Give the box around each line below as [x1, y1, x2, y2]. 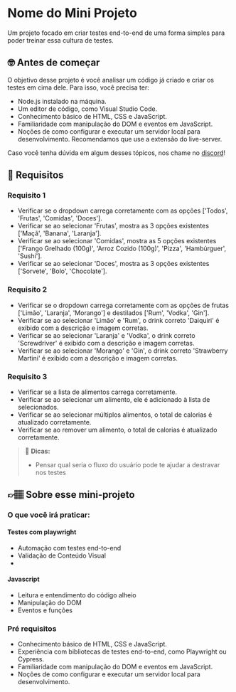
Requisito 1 [7, 191, 46, 201]
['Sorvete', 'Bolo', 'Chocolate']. [17, 267, 107, 275]
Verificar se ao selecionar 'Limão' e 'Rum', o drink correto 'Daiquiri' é [17, 316, 220, 324]
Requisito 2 [7, 284, 48, 294]
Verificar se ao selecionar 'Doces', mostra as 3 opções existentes [17, 260, 210, 268]
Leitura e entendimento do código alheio [17, 590, 136, 599]
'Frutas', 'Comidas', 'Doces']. [17, 214, 103, 223]
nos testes [35, 468, 66, 477]
